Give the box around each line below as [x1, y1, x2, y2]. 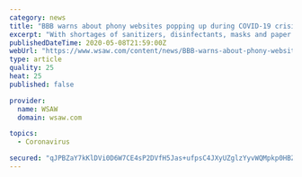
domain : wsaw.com [17, 113, 83, 122]
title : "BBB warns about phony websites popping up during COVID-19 [9, 22, 271, 31]
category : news [9, 13, 67, 22]
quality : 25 [9, 64, 54, 73]
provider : [9, 96, 47, 105]
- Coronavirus [17, 137, 70, 146]
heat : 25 [9, 72, 42, 81]
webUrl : [9, 47, 39, 56]
